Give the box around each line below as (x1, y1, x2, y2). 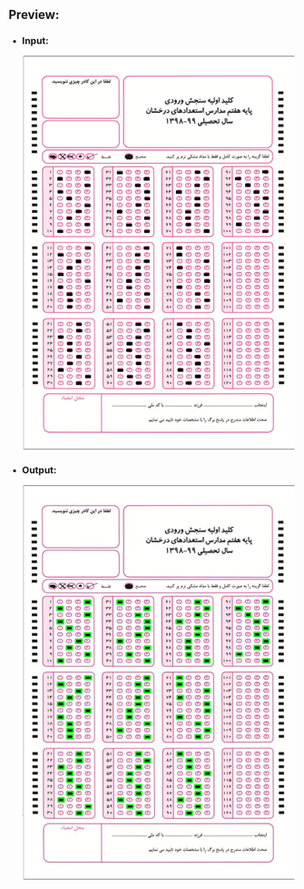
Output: (21, 464, 57, 477)
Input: (21, 35, 49, 47)
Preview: (8, 7, 60, 23)
